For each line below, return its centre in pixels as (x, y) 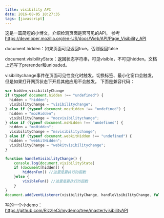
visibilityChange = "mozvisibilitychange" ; (54, 118)
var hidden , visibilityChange (35, 91)
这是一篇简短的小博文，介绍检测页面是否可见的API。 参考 (63, 33)
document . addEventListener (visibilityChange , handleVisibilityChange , (78, 195)
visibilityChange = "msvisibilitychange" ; (53, 132)
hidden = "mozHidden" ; (32, 113)
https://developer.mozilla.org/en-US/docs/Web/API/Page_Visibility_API (76, 39)
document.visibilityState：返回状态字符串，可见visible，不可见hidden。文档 (81, 59)
